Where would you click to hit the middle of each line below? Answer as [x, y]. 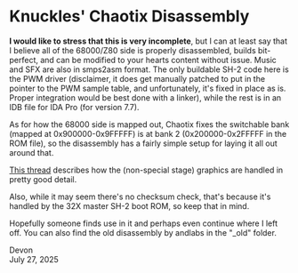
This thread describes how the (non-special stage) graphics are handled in [146, 170]
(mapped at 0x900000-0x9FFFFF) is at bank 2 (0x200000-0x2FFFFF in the [148, 133]
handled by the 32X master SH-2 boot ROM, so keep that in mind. [129, 205]
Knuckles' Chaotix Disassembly [129, 16]
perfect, [24, 60]
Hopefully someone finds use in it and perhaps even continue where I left [144, 223]
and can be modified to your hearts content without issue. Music [158, 60]
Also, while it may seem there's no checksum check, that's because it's [140, 197]
